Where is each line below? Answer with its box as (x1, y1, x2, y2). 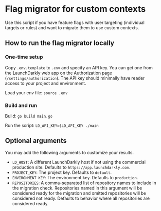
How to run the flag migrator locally (5, 39, 114, 47)
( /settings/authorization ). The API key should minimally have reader (5, 75, 145, 81)
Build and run (5, 102, 37, 108)
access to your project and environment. (5, 80, 87, 86)
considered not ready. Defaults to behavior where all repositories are (12, 195, 150, 201)
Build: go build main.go (5, 113, 53, 119)
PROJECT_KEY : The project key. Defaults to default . (12, 169, 112, 175)
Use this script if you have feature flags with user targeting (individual (5, 20, 145, 25)
